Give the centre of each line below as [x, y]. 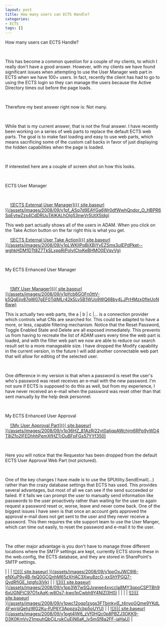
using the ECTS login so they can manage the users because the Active [78, 83]
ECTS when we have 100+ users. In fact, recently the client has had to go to [83, 77]
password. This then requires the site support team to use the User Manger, [83, 522]
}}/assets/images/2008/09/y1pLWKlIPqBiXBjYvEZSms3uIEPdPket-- [74, 245]
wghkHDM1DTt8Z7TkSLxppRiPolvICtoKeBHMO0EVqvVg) [63, 250]
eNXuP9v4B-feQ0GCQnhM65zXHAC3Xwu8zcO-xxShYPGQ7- [68, 577]
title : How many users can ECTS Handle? [48, 14]
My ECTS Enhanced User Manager [41, 270]
